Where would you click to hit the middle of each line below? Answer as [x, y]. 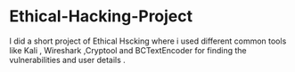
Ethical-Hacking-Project [101, 16]
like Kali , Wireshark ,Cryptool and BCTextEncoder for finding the [128, 50]
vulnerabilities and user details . [68, 60]
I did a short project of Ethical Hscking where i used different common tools [148, 41]
